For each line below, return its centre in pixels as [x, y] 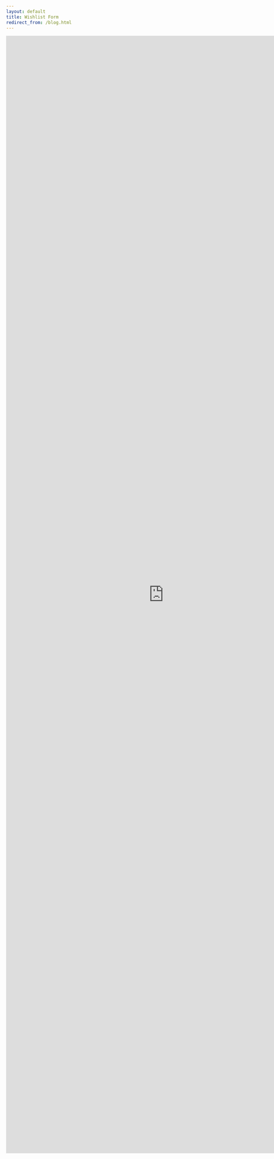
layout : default [26, 11]
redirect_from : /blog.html [39, 22]
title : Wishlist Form [32, 17]
